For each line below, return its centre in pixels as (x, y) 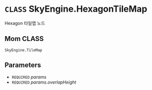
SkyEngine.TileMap (23, 50)
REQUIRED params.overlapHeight (44, 82)
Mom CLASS (24, 39)
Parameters (23, 65)
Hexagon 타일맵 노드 (25, 23)
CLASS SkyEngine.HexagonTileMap (76, 9)
